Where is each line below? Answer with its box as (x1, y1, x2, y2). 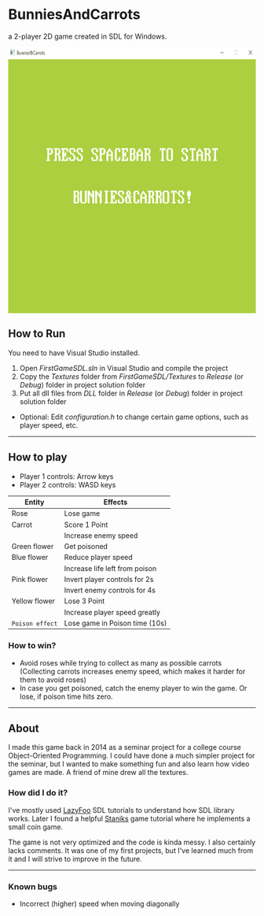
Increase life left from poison (64, 563, 157, 573)
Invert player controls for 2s (64, 574, 154, 584)
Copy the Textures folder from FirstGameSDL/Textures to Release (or (19, 372, 244, 381)
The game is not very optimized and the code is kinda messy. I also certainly (8, 837, 256, 847)
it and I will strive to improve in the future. (8, 854, 143, 863)
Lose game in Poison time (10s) (64, 618, 167, 628)
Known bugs (8, 881, 57, 892)
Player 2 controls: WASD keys (19, 480, 116, 489)
